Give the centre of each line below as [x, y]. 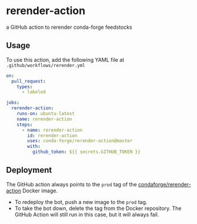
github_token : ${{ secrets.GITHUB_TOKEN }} [86, 152]
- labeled [34, 92]
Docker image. [40, 190]
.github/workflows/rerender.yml [46, 65]
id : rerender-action [52, 136]
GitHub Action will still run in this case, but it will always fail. [87, 214]
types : [25, 86]
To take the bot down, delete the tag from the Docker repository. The [98, 208]
